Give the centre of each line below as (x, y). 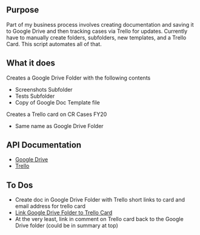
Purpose (23, 10)
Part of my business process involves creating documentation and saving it (100, 24)
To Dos (20, 185)
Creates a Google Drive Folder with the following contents (78, 78)
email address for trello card (50, 206)
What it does (31, 63)
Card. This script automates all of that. (54, 44)
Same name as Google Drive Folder (59, 126)
